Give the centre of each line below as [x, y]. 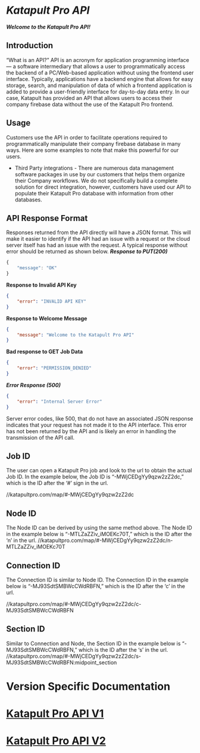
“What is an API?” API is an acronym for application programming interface [98, 60]
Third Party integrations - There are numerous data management [94, 168]
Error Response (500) [34, 385]
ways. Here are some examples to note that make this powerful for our [93, 150]
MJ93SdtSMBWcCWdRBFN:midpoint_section [62, 662]
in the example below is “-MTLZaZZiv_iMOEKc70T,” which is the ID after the [99, 534]
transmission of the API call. [40, 437]
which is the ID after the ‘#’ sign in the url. [57, 483]
